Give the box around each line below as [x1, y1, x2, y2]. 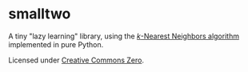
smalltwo [8, 5, 71, 23]
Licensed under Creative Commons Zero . [8, 55, 144, 65]
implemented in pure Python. [8, 39, 104, 49]
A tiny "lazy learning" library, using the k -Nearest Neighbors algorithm [8, 31, 240, 41]
